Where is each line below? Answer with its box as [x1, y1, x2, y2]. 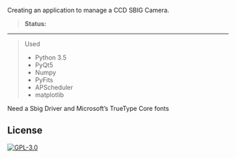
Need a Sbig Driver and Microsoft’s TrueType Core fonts [7, 105, 170, 112]
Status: [24, 20, 47, 27]
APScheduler [34, 84, 74, 91]
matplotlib [34, 91, 65, 99]
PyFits [34, 76, 53, 84]
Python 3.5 [34, 53, 67, 62]
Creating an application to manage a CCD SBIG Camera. [7, 6, 170, 14]
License [7, 124, 43, 136]
